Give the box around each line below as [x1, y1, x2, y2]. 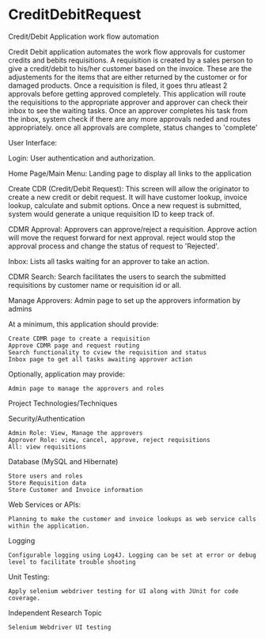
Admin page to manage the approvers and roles [8, 384, 165, 392]
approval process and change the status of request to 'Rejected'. [8, 241, 220, 251]
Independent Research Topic [8, 607, 103, 618]
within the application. [8, 522, 90, 530]
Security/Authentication [8, 414, 85, 423]
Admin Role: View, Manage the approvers [8, 429, 144, 437]
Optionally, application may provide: [8, 369, 125, 379]
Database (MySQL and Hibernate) [8, 456, 119, 466]
